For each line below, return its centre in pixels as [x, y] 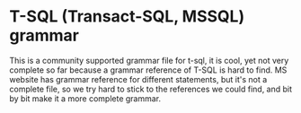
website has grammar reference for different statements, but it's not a [138, 79]
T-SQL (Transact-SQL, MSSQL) [127, 17]
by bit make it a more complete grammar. [85, 98]
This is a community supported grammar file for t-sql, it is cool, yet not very [149, 60]
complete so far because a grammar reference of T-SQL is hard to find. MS [148, 70]
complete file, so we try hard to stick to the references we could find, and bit [151, 89]
